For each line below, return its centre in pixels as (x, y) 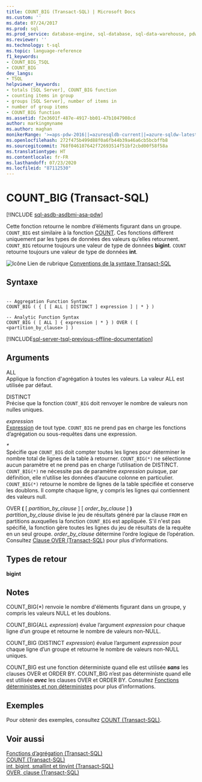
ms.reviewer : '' (26, 40)
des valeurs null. (26, 496)
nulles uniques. (25, 409)
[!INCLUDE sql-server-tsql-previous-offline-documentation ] (80, 339)
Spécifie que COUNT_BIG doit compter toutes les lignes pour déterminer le (96, 452)
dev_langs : (20, 73)
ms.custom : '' (24, 17)
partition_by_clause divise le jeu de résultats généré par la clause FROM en (97, 515)
